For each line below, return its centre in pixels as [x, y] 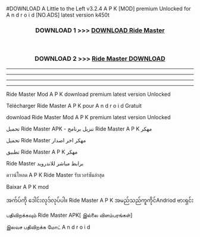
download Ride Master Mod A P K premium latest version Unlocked [88, 117]
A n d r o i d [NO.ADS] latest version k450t [58, 15]
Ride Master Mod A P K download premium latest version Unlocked [88, 94]
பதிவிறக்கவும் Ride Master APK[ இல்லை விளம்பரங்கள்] [69, 215]
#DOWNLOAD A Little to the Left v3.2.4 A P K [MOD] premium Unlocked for [99, 9]
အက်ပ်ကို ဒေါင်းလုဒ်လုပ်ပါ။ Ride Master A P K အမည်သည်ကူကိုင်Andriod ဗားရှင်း [100, 200]
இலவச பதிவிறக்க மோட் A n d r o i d [48, 227]
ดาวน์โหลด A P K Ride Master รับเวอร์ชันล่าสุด [55, 174]
